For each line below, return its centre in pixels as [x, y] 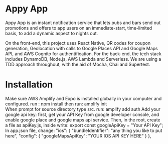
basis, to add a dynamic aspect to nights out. [52, 33]
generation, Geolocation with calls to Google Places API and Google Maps [81, 48]
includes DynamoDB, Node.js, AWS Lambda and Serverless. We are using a [83, 59]
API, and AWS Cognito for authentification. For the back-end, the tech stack [83, 54]
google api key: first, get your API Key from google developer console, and [82, 114]
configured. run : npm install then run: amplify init [56, 104]
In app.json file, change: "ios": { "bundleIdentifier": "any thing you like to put [84, 130]
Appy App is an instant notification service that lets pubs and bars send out [83, 23]
